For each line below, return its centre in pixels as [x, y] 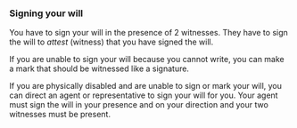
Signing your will [46, 13]
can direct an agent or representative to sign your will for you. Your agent [144, 95]
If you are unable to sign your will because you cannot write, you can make [147, 60]
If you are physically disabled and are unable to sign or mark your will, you [146, 86]
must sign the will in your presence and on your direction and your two [139, 105]
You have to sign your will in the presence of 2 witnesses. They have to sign [148, 33]
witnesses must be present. [60, 115]
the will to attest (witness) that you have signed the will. [111, 42]
